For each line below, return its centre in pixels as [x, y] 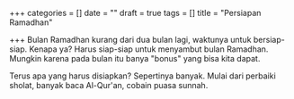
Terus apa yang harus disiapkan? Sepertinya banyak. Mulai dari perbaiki [143, 76]
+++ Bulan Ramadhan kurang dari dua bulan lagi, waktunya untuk [130, 40]
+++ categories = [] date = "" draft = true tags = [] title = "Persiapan [135, 13]
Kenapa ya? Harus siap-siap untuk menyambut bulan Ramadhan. [149, 49]
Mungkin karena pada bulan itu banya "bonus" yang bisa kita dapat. [135, 58]
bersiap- [269, 40]
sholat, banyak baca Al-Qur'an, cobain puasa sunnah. [109, 85]
